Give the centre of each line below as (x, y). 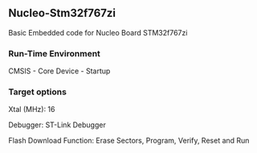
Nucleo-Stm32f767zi (62, 13)
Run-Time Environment (54, 53)
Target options (37, 92)
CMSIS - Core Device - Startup (59, 71)
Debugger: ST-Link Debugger (57, 125)
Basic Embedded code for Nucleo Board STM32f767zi (98, 32)
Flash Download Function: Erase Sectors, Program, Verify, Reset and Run (129, 141)
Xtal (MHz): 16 (32, 110)
